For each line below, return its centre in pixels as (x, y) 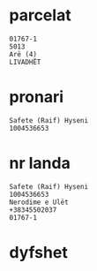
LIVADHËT (25, 62)
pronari (37, 97)
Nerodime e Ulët (39, 202)
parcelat (41, 15)
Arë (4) (23, 54)
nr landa (40, 163)
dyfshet (38, 252)
